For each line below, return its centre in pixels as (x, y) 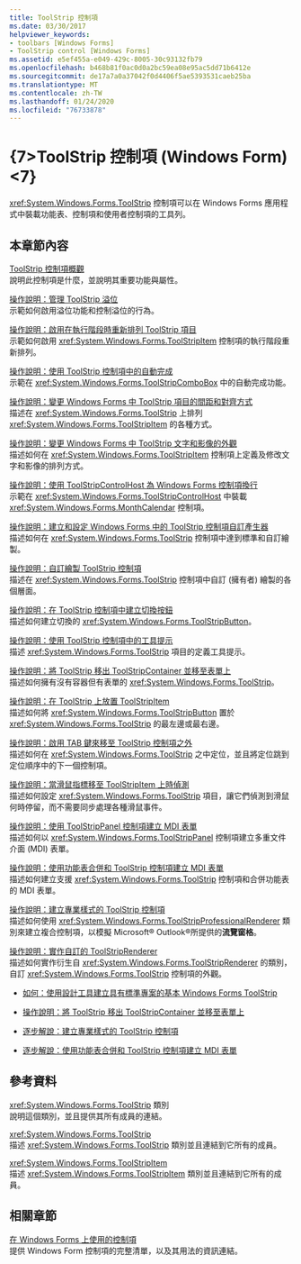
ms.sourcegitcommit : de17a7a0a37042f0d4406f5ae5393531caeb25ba (130, 77)
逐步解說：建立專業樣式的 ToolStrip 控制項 (100, 1031)
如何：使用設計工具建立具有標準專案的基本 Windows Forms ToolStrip (150, 993)
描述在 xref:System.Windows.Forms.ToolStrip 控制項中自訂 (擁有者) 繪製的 (147, 579)
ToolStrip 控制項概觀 (47, 268)
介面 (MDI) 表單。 (42, 849)
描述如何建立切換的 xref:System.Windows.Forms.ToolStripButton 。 (133, 621)
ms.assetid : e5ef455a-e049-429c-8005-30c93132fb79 (106, 59)
